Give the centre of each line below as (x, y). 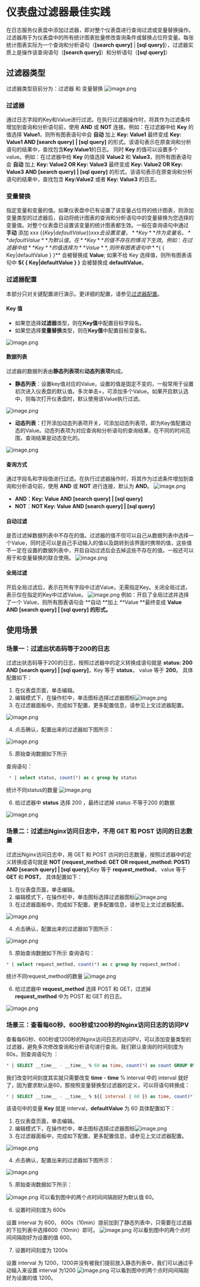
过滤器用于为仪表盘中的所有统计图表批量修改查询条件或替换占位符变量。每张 (100, 37)
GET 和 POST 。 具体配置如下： (44, 877)
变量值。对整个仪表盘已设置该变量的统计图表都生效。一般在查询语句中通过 (97, 225)
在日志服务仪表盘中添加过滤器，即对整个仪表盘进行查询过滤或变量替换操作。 (100, 30)
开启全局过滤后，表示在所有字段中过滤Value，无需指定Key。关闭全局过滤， (99, 587)
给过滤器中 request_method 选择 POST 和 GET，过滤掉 (83, 989)
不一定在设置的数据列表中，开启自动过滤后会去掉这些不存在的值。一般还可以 (100, 551)
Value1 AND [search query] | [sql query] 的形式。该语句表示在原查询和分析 (99, 142)
